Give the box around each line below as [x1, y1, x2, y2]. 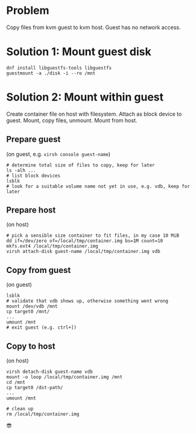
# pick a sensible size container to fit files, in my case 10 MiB [6, 232, 180, 239]
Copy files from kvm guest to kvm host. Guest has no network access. [6, 24, 181, 31]
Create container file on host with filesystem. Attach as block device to [6, 110, 182, 117]
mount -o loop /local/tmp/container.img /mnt [6, 374, 122, 380]
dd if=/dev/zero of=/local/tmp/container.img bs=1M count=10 [6, 238, 163, 244]
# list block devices [6, 173, 61, 179]
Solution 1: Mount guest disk [6, 45, 152, 59]
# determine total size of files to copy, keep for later [6, 162, 155, 168]
